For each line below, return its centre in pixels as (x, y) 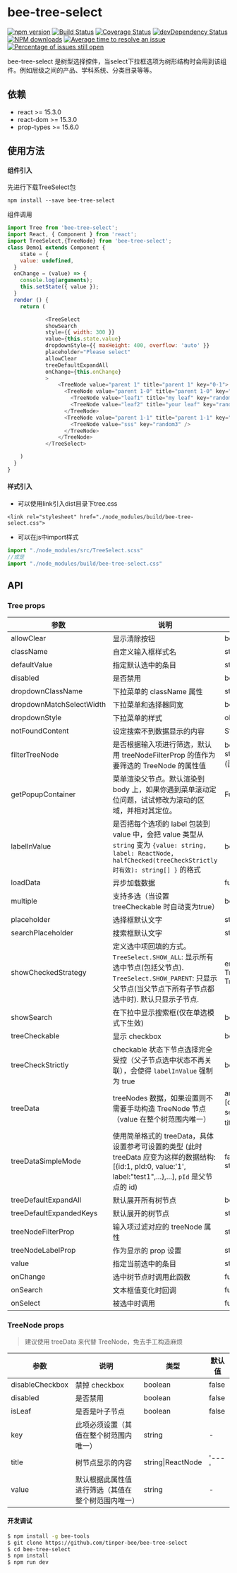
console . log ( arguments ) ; (56, 280)
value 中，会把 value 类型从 (158, 834)
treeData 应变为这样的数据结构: (164, 1158)
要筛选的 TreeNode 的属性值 (159, 766)
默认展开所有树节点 (145, 1201)
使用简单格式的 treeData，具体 (163, 1136)
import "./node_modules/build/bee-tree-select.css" (85, 564)
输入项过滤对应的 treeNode (157, 1227)
